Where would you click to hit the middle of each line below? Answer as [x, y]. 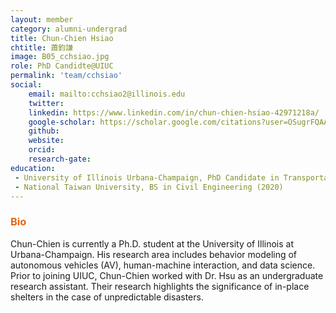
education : [33, 168]
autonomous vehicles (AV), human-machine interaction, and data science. [163, 265]
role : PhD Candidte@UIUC [62, 66]
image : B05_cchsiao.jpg [60, 57]
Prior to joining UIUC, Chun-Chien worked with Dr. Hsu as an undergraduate [167, 275]
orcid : [42, 150]
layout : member [42, 19]
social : [26, 85]
